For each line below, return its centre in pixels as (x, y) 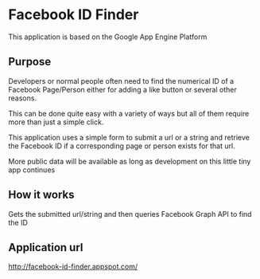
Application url (46, 248)
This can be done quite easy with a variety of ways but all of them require (129, 113)
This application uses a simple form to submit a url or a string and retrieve (129, 137)
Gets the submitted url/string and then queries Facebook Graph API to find (130, 214)
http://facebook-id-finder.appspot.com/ (73, 267)
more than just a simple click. (56, 122)
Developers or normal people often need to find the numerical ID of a (121, 81)
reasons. (23, 98)
